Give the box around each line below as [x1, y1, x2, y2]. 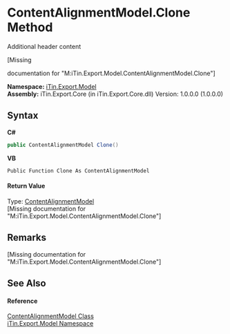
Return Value [7, 181, 46, 190]
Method [7, 19, 53, 35]
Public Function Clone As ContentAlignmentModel [7, 167, 150, 174]
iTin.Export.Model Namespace [7, 320, 94, 328]
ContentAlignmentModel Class [7, 312, 95, 320]
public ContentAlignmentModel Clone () [7, 141, 119, 148]
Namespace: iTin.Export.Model [7, 82, 97, 90]
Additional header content [7, 42, 82, 50]
